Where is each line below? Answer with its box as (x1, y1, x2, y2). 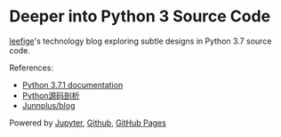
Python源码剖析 (21, 90, 80, 101)
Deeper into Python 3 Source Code (9, 6, 271, 27)
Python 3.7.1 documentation (21, 79, 124, 90)
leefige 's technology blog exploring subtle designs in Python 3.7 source (9, 36, 272, 46)
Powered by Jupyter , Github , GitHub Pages (9, 117, 166, 128)
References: (9, 62, 53, 73)
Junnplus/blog (21, 100, 76, 110)
